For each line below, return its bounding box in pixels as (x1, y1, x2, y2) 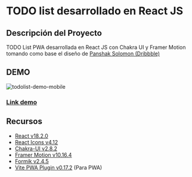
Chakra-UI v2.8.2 (14, 145, 58, 152)
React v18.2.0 (14, 132, 49, 139)
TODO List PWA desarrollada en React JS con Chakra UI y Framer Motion (6, 44, 186, 51)
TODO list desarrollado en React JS (6, 4, 184, 18)
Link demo (6, 98, 38, 106)
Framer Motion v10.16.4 (14, 151, 72, 159)
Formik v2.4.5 (14, 157, 49, 164)
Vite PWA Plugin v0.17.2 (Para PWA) (14, 164, 103, 171)
